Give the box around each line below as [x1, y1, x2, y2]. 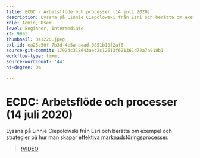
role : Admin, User [6, 20, 52, 26]
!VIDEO [20, 145, 39, 153]
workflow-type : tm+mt [6, 53, 60, 59]
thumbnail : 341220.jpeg [6, 36, 65, 42]
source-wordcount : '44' [6, 58, 65, 64]
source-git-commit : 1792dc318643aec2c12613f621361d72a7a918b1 [6, 48, 164, 54]
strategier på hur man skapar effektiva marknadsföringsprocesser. [6, 134, 169, 141]
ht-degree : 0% [6, 64, 42, 70]
